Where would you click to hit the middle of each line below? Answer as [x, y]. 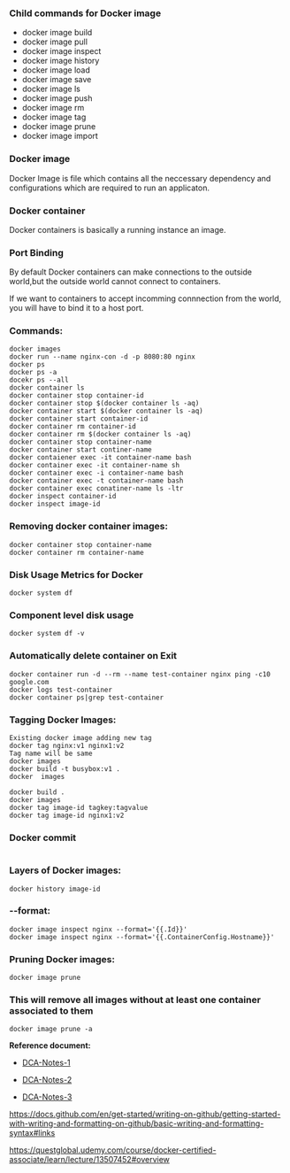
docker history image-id [55, 889]
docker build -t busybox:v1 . [65, 768]
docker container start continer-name [80, 450]
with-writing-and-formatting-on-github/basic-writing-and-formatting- [137, 1123]
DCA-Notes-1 [46, 1063]
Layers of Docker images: [65, 870]
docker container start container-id [79, 419]
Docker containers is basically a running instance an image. [118, 229]
